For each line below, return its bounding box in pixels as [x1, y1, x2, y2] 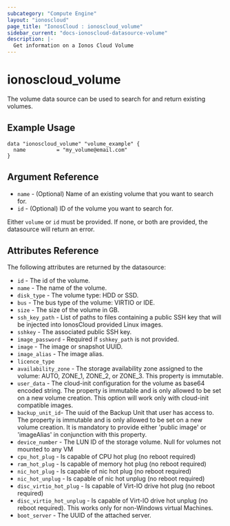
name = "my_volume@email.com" [13, 146, 128, 153]
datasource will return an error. [7, 225, 95, 233]
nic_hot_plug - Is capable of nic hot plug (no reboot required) [17, 467, 191, 476]
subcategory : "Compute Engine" [7, 10, 97, 17]
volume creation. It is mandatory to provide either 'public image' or [17, 423, 207, 431]
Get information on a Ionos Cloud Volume [13, 42, 134, 49]
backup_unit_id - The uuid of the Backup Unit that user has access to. [17, 409, 215, 417]
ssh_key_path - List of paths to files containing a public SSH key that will [17, 313, 222, 322]
